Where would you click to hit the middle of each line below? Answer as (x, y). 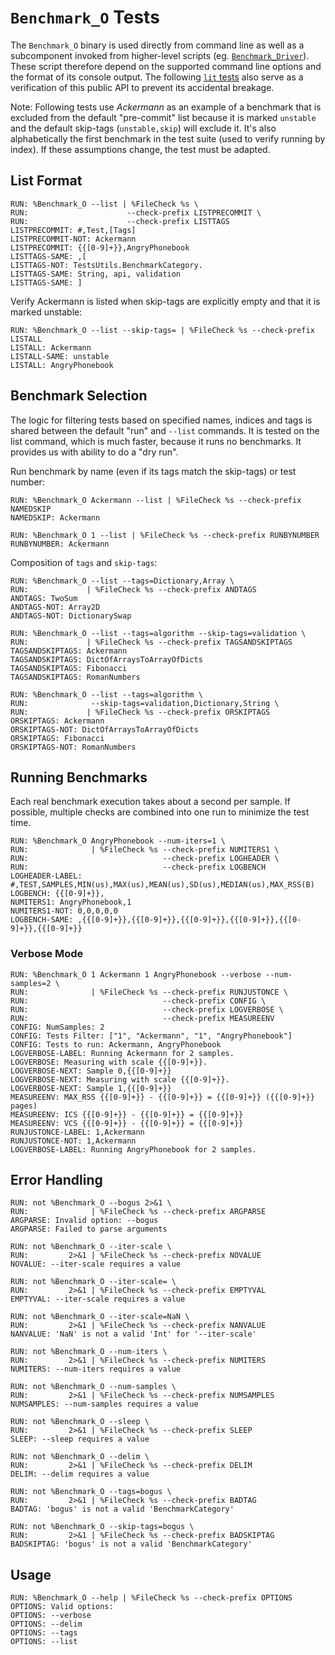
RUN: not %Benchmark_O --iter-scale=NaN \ (100, 1317)
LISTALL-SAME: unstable (60, 356)
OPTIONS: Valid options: (62, 1607)
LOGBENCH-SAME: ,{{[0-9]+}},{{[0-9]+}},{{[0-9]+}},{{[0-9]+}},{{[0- (156, 920)
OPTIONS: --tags (44, 1633)
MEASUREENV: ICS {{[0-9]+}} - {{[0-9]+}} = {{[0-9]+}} (127, 1114)
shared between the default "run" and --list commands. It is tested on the (165, 430)
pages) (24, 1106)
